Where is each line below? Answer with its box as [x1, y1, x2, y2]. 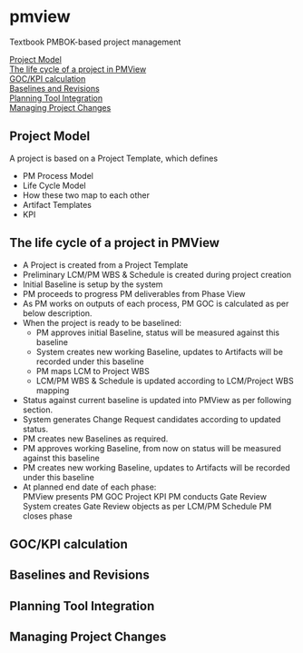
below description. [22, 307, 93, 319]
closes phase [22, 510, 73, 521]
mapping [35, 384, 70, 396]
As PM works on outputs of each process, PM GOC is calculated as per [22, 298, 289, 309]
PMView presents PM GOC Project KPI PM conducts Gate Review [22, 490, 268, 501]
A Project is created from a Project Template [22, 259, 189, 270]
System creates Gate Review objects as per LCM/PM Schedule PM [22, 500, 272, 511]
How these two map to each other [22, 189, 151, 201]
